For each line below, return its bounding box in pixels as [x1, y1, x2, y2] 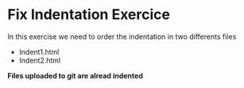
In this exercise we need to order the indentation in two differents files [7, 32, 237, 41]
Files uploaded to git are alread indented [7, 71, 144, 80]
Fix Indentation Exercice [7, 6, 170, 24]
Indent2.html [18, 55, 61, 65]
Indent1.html [18, 47, 60, 56]
